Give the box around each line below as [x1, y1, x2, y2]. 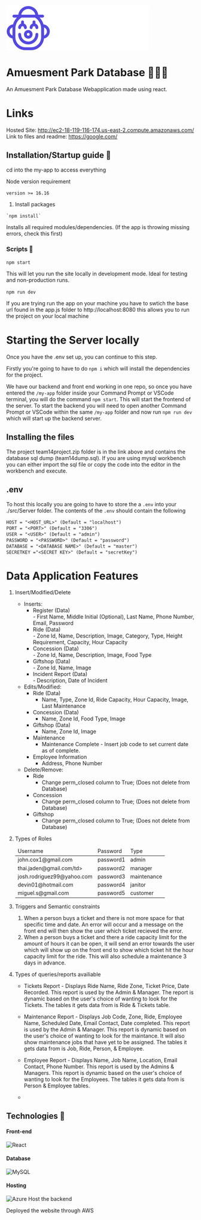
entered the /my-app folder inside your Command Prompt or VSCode [6, 389, 174, 396]
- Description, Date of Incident [32, 677, 108, 684]
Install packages [14, 200, 56, 208]
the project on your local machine [6, 312, 89, 320]
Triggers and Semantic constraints [14, 903, 100, 910]
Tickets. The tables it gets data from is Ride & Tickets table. [23, 1001, 170, 1008]
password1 [98, 856, 126, 863]
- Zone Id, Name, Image [32, 664, 92, 671]
